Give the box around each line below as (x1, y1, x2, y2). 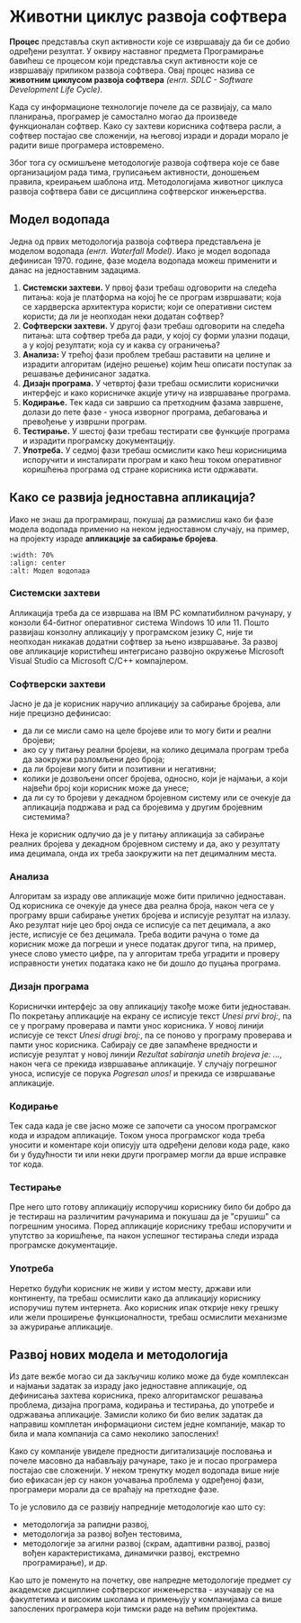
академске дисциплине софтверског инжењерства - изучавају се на (9, 1584, 275, 1595)
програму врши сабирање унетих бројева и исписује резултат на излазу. (9, 910, 291, 920)
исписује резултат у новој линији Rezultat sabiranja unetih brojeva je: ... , (9, 1048, 283, 1059)
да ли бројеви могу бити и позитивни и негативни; (22, 764, 217, 775)
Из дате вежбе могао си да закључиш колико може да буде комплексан (9, 1371, 289, 1382)
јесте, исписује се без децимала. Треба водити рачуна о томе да (9, 929, 260, 940)
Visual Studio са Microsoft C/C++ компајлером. (9, 655, 189, 666)
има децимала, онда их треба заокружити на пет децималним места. (9, 848, 277, 859)
